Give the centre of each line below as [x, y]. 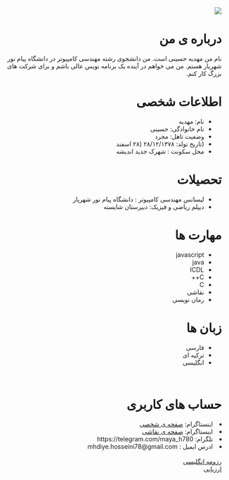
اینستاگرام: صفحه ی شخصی [176, 424]
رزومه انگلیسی [202, 461]
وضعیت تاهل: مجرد [179, 136]
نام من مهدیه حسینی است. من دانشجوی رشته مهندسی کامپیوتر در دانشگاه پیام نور [114, 58]
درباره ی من [190, 39]
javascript [190, 254]
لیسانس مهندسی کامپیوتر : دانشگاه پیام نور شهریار [138, 199]
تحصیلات [199, 180]
